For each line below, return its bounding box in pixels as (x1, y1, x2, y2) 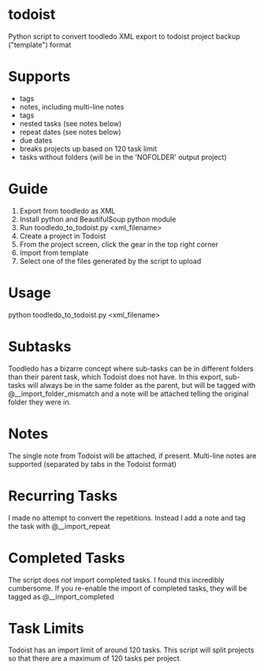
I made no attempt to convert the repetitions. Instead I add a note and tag (8, 513, 246, 522)
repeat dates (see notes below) (19, 127, 121, 136)
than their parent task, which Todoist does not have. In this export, (8, 372, 224, 382)
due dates (19, 136, 53, 145)
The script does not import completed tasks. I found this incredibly (8, 575, 225, 584)
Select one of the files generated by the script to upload (19, 256, 202, 266)
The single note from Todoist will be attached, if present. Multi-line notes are (8, 451, 257, 460)
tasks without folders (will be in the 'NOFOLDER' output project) (19, 152, 227, 162)
